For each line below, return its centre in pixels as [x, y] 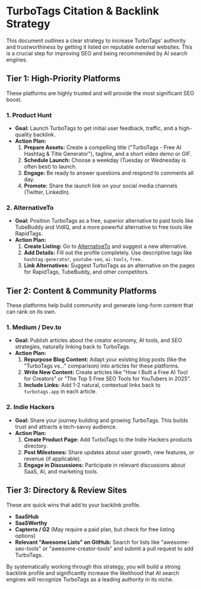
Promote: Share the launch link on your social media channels [101, 186]
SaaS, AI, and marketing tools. [61, 471]
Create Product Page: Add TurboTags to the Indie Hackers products [108, 439]
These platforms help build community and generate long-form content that [100, 306]
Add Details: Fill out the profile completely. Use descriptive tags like [108, 253]
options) [25, 535]
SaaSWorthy [31, 523]
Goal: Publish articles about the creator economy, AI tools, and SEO [98, 341]
